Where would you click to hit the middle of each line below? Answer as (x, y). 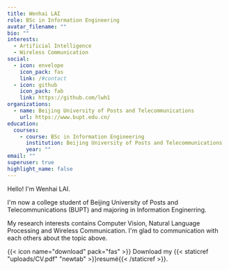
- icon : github (35, 85)
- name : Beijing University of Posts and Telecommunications (104, 111)
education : (23, 124)
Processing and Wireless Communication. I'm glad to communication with (113, 230)
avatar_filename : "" (37, 26)
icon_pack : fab (42, 91)
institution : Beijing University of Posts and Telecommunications (124, 143)
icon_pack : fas (42, 72)
